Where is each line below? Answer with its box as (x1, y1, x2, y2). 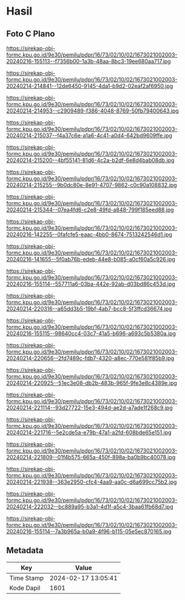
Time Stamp (9, 574, 44, 582)
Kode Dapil (9, 584, 41, 592)
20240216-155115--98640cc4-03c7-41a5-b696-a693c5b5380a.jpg (6, 330, 176, 337)
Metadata (6, 545, 44, 556)
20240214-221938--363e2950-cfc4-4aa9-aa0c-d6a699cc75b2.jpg (6, 478, 177, 485)
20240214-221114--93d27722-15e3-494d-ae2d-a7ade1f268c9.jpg (6, 404, 173, 411)
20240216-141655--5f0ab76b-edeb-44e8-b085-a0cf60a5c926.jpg (6, 256, 176, 263)
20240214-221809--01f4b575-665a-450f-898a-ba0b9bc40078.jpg (6, 454, 176, 461)
